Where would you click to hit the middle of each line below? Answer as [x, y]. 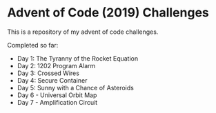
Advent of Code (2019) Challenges [108, 13]
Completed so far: [33, 45]
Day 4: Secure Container [52, 80]
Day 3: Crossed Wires [48, 73]
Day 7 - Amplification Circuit [57, 102]
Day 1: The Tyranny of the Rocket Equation [78, 58]
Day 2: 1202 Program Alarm [56, 65]
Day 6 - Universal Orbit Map [57, 95]
